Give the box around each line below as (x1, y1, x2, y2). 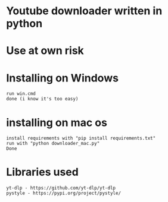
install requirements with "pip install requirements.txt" (6, 135, 156, 141)
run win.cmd (6, 91, 36, 97)
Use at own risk (6, 44, 85, 58)
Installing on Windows (6, 71, 119, 84)
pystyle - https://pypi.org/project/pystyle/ (6, 190, 121, 197)
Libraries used (6, 165, 79, 179)
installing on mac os (6, 116, 107, 129)
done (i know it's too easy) (6, 96, 79, 102)
